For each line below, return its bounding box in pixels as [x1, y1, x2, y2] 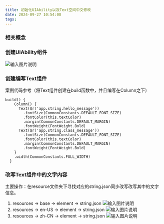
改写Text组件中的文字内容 [5, 171, 67, 178]
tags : [5, 17, 16, 22]
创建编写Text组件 [5, 75, 47, 82]
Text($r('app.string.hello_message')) [18, 106, 99, 111]
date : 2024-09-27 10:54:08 [5, 12, 61, 17]
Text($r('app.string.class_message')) [18, 128, 99, 133]
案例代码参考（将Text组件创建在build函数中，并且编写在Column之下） [5, 87, 150, 93]
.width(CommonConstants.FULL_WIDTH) [14, 154, 91, 159]
